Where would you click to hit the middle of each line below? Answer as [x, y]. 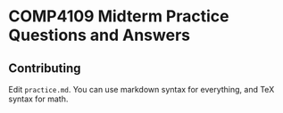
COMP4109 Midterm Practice [119, 16]
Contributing [45, 68]
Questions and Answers [100, 35]
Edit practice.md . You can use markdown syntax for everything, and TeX [141, 89]
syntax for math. [38, 99]
